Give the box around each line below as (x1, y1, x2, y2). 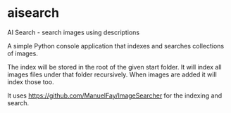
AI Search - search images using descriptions (7, 28, 139, 36)
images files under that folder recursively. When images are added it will (7, 70, 217, 79)
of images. (7, 49, 39, 58)
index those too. (7, 77, 54, 86)
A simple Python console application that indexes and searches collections (7, 41, 224, 50)
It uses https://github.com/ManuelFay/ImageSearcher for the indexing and (7, 91, 223, 100)
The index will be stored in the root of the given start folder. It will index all (7, 62, 222, 71)
